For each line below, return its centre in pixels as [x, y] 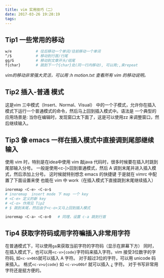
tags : [11, 19]
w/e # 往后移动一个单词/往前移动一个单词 [53, 51]
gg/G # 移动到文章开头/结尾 [40, 60]
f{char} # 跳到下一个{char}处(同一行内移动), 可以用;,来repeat [71, 65]
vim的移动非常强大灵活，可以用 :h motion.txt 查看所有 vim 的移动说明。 [77, 75]
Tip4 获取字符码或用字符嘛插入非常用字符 [68, 233]
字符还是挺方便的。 [24, 271]
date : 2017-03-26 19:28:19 [33, 14]
